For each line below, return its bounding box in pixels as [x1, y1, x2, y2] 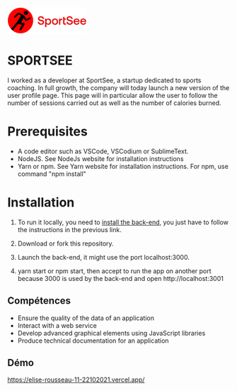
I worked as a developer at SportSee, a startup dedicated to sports [7, 76, 202, 84]
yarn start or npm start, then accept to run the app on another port [17, 266, 212, 275]
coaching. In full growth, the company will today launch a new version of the [7, 83, 230, 92]
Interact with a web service [17, 321, 97, 329]
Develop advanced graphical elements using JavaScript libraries [17, 329, 206, 337]
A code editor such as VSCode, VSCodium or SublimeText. [17, 147, 189, 155]
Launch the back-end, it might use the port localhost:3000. [17, 253, 190, 261]
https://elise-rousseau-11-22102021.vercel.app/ [7, 375, 145, 384]
